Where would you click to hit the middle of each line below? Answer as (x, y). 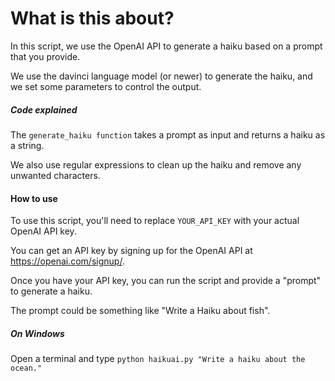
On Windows (37, 333)
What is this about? (92, 18)
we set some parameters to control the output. (106, 86)
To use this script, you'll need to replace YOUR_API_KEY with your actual (155, 221)
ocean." (26, 368)
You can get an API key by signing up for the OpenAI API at (131, 251)
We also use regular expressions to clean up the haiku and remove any (156, 164)
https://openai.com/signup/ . (67, 261)
